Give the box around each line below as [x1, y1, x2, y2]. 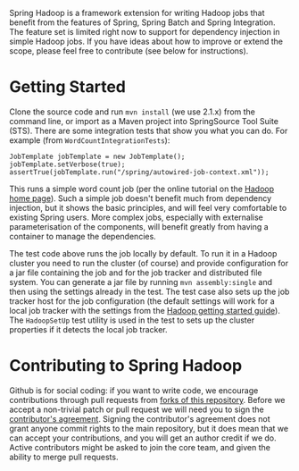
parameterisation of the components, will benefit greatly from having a [9, 221, 270, 231]
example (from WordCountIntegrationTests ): [9, 134, 170, 146]
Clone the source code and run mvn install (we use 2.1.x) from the [9, 106, 256, 117]
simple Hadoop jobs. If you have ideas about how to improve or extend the [9, 36, 284, 46]
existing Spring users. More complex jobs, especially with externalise [9, 212, 263, 223]
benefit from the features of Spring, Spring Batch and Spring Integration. [9, 17, 276, 28]
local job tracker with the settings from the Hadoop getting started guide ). [9, 305, 281, 315]
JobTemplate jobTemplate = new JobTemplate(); [9, 152, 186, 161]
